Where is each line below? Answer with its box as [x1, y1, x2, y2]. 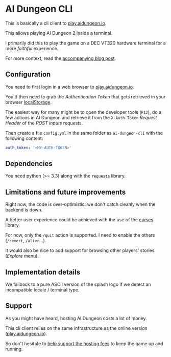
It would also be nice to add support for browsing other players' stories [5, 247, 155, 254]
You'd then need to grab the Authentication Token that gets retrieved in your [5, 93, 166, 100]
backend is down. [5, 207, 43, 213]
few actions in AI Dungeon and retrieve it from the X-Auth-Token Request [5, 114, 157, 120]
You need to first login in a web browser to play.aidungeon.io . [5, 83, 134, 90]
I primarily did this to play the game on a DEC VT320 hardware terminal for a [5, 39, 166, 46]
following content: [5, 135, 43, 141]
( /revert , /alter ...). [5, 238, 46, 244]
